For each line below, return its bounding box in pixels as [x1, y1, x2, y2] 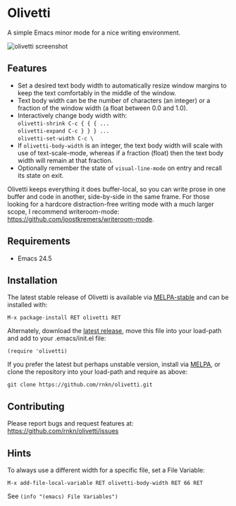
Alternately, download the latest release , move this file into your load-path [7, 327, 222, 335]
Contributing [7, 400, 65, 412]
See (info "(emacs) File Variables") [7, 492, 118, 500]
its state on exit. [17, 171, 64, 179]
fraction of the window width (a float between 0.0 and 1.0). [17, 104, 188, 112]
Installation [7, 274, 58, 287]
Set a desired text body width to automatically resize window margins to [17, 81, 227, 90]
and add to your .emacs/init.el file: [7, 334, 106, 343]
